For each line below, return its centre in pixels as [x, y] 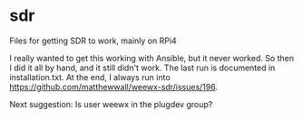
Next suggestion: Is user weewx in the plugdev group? [111, 104]
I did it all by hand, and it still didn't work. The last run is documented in [142, 68]
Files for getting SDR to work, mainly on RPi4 [93, 41]
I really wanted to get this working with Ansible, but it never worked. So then [152, 58]
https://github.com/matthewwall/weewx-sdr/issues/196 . [114, 87]
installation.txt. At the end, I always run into [90, 77]
